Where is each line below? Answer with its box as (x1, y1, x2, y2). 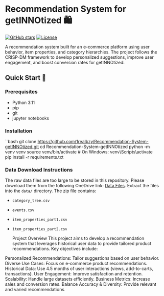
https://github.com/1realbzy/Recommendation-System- (37, 138, 149, 144)
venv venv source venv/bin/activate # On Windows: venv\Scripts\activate (5, 148, 153, 155)
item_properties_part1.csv (12, 217, 68, 222)
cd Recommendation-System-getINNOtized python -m (40, 144, 150, 149)
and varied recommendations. (5, 287, 66, 293)
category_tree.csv (12, 198, 50, 203)
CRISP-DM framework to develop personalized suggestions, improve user (5, 54, 154, 60)
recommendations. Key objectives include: (12, 246, 98, 252)
